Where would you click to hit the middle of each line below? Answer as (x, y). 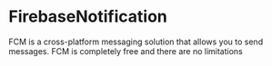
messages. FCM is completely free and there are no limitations (126, 51)
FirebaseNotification (88, 17)
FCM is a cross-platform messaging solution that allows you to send (136, 42)
